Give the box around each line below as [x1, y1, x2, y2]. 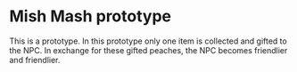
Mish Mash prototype [9, 6, 172, 27]
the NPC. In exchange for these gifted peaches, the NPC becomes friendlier [9, 44, 288, 55]
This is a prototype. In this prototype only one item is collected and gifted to [9, 36, 287, 46]
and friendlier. [9, 54, 61, 65]
